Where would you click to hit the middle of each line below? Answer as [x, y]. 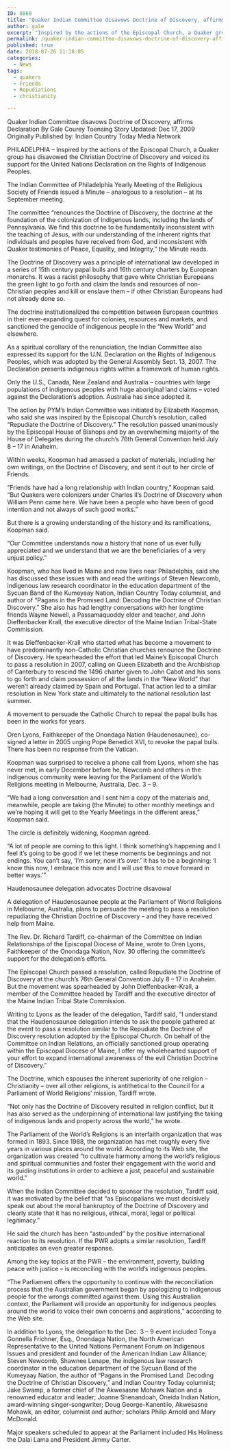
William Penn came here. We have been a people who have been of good [111, 502]
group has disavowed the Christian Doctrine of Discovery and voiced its [108, 157]
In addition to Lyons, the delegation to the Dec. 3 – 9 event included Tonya [112, 1331]
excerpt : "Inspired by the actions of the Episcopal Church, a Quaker [110, 33]
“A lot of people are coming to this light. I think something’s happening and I [114, 846]
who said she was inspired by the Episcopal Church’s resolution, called [107, 417]
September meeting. [36, 199]
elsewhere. [23, 334]
